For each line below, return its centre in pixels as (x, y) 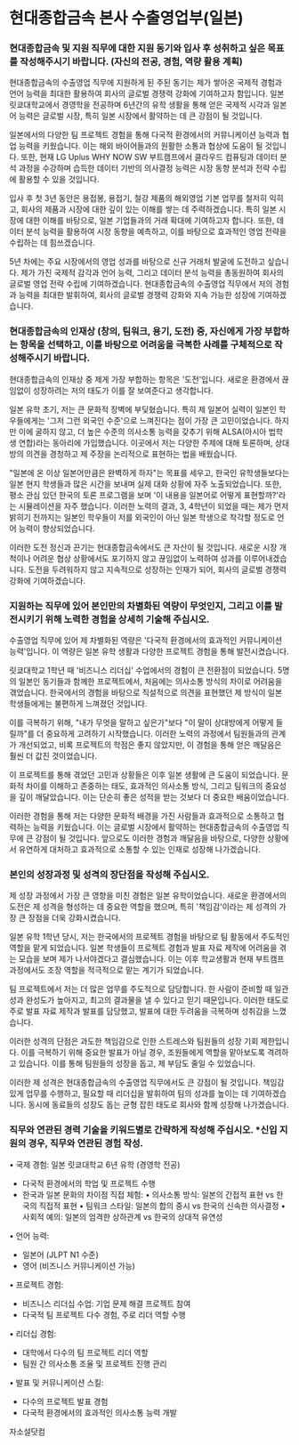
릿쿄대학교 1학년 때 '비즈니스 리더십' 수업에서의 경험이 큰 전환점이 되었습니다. (142, 670)
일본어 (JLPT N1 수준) (61, 1255)
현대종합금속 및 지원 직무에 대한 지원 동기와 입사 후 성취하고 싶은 (137, 48)
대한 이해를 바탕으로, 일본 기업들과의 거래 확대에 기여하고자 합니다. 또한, (150, 221)
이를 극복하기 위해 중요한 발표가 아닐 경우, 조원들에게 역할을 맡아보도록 (143, 1053)
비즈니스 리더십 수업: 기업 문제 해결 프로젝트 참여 (106, 1304)
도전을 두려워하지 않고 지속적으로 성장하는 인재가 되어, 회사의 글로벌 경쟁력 (158, 569)
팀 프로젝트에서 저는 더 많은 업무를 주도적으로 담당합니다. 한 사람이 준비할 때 (141, 989)
